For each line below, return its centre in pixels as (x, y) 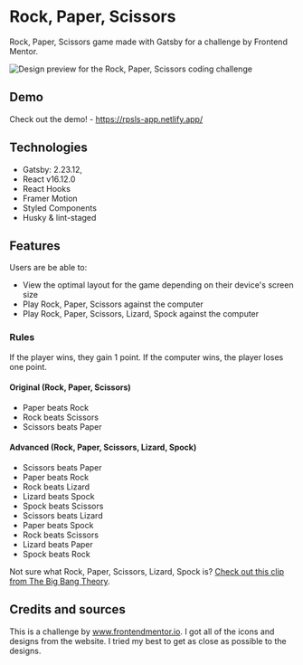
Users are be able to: (48, 268)
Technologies (49, 148)
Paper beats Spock (58, 526)
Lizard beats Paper (57, 545)
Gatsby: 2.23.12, (52, 169)
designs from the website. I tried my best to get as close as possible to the (148, 641)
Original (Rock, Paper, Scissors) (70, 387)
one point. (28, 366)
